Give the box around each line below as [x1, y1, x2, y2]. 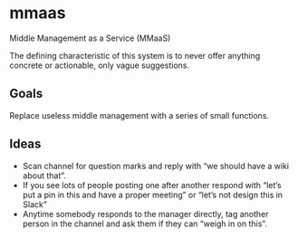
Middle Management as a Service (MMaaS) [9, 33, 171, 43]
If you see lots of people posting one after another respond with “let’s [22, 179, 283, 190]
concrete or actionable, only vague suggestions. [9, 60, 190, 71]
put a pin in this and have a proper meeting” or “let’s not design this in [22, 189, 284, 200]
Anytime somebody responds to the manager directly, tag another [22, 208, 269, 219]
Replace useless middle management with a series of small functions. [9, 109, 270, 120]
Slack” [22, 198, 47, 210]
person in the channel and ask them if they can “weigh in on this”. [22, 218, 267, 229]
